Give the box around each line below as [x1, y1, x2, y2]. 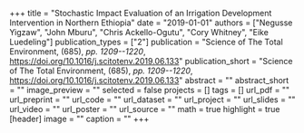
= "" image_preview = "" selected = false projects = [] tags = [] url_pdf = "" [9, 85, 290, 95]
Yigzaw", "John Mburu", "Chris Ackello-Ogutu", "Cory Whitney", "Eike [9, 27, 270, 37]
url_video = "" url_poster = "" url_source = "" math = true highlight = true [9, 104, 280, 114]
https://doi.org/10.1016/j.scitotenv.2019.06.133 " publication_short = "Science [9, 56, 293, 66]
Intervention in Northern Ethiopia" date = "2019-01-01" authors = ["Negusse [9, 17, 293, 28]
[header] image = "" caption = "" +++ [9, 113, 150, 124]
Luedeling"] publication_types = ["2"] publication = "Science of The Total [9, 36, 283, 47]
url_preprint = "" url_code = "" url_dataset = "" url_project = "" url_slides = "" [9, 94, 296, 105]
